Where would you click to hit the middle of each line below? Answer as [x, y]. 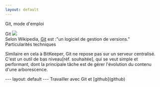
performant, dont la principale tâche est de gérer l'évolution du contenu [78, 64]
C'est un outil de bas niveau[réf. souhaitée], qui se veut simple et [72, 59]
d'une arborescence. [27, 69]
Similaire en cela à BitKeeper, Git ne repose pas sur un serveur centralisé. [80, 54]
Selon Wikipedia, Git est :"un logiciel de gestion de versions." [68, 39]
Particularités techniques [31, 44]
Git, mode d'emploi [25, 24]
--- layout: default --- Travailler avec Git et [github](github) [65, 79]
